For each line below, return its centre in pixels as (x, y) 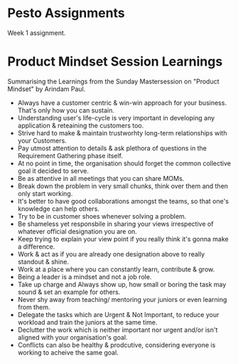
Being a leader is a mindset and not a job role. (85, 276)
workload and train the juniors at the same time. (87, 322)
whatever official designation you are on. (77, 231)
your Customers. (42, 140)
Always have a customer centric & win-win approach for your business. (122, 103)
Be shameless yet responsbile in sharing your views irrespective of (115, 224)
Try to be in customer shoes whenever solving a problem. (102, 216)
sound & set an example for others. (69, 292)
